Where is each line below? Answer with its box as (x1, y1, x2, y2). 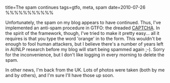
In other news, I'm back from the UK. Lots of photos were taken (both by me (5, 67, 165, 73)
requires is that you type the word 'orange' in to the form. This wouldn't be (5, 35, 161, 41)
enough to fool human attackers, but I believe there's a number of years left (5, 41, 164, 47)
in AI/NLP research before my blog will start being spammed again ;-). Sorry (5, 47, 165, 52)
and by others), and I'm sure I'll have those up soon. (5, 72, 115, 78)
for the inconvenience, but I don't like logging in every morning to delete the (5, 52, 164, 58)
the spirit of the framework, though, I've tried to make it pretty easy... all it (5, 30, 160, 36)
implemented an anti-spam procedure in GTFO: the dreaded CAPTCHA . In (5, 25, 160, 31)
